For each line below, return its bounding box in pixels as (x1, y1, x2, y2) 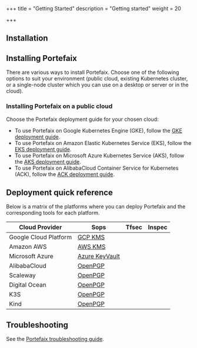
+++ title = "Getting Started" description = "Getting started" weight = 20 (6, 5, 181, 12)
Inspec (148, 223, 168, 231)
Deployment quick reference (6, 187, 113, 197)
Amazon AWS (9, 243, 47, 251)
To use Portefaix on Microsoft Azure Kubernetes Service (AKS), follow (14, 152, 185, 159)
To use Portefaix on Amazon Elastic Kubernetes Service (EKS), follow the (14, 139, 192, 146)
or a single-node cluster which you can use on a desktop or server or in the (6, 82, 189, 89)
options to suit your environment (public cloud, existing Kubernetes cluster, (6, 75, 188, 82)
